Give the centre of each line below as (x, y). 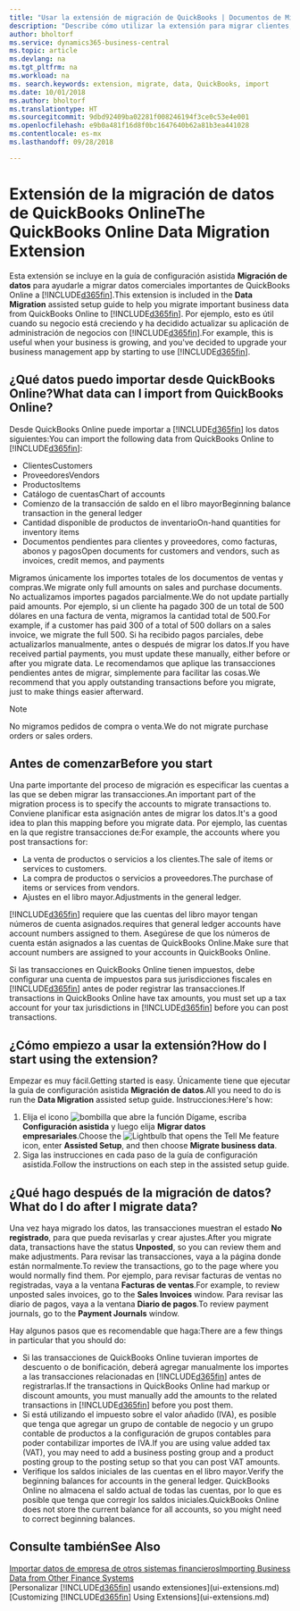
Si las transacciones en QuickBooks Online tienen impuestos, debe (132, 970)
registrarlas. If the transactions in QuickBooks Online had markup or (146, 1386)
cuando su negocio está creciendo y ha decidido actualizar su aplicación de (149, 323)
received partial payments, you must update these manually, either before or (150, 654)
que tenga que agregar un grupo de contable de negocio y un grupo (148, 1423)
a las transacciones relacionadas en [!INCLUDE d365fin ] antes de (142, 1376)
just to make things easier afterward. (77, 691)
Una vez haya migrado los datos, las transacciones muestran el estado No (146, 1228)
